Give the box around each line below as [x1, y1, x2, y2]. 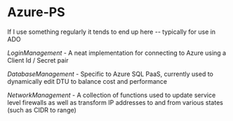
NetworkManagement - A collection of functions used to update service [7, 91, 216, 99]
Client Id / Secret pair [7, 56, 69, 64]
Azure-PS [7, 4, 65, 20]
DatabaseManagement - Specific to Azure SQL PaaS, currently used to [7, 70, 214, 78]
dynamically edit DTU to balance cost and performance [7, 77, 168, 85]
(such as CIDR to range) [7, 106, 77, 114]
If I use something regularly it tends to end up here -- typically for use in [7, 27, 216, 36]
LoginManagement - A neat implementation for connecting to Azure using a [7, 49, 227, 57]
